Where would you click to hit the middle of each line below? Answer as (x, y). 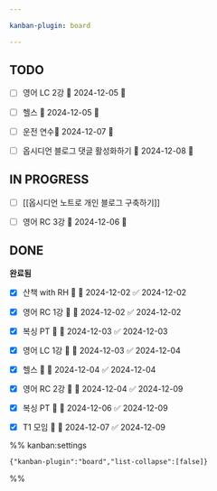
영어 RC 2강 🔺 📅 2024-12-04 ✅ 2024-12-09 (103, 388)
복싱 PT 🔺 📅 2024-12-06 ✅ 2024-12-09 (95, 408)
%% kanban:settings (48, 445)
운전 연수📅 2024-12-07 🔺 (68, 131)
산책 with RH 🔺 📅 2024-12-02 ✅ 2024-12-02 (104, 292)
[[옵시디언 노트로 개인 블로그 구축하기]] (91, 202)
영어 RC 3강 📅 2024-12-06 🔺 (75, 221)
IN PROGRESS (49, 180)
